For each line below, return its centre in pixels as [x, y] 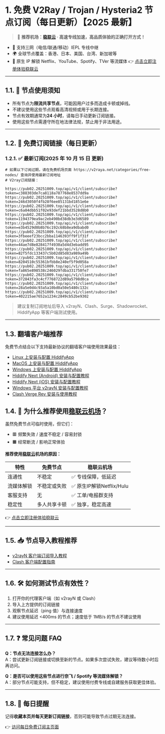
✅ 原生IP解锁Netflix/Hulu [100, 486]
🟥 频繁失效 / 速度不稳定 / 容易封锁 [47, 434]
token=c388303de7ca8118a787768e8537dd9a [47, 193]
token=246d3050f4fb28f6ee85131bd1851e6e [47, 202]
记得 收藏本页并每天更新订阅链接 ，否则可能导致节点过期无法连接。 [72, 716]
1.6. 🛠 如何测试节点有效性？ [47, 583]
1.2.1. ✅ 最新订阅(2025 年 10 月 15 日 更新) [55, 159]
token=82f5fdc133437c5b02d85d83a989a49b [47, 254]
